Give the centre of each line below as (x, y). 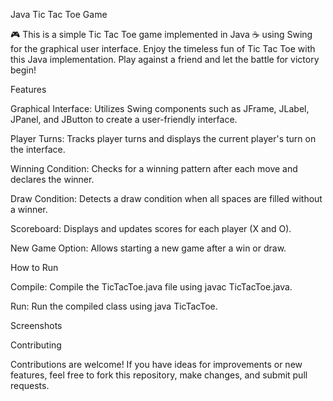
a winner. (29, 209)
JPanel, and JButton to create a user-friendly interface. (124, 119)
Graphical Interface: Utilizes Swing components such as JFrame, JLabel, (160, 108)
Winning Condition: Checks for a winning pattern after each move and (154, 168)
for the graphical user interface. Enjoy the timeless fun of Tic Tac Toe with (163, 48)
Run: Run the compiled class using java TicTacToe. (114, 306)
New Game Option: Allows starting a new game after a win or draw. (148, 248)
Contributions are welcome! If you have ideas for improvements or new (156, 364)
